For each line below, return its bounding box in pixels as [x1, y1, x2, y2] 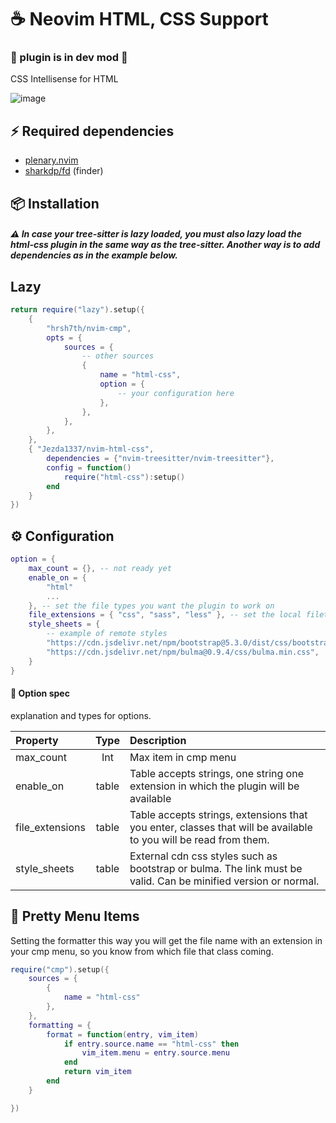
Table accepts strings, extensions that [129, 807, 308, 821]
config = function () [46, 462, 132, 473]
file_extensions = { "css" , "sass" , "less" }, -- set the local [28, 610, 302, 620]
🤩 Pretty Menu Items [10, 908, 140, 925]
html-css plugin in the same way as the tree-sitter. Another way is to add [10, 239, 321, 251]
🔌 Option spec [10, 687, 70, 700]
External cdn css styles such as [129, 849, 278, 863]
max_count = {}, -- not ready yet [28, 564, 172, 574]
